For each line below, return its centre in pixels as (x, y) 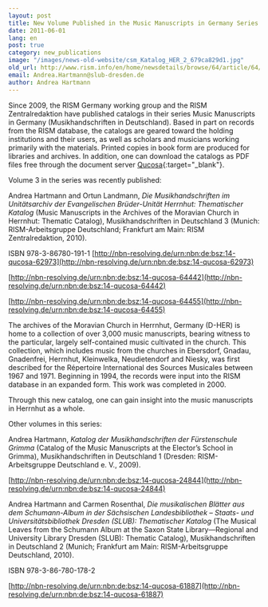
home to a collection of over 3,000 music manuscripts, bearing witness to (129, 333)
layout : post (30, 16)
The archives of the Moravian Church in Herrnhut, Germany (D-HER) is (124, 325)
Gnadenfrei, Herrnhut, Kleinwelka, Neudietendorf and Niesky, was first (124, 359)
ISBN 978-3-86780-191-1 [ (51, 253)
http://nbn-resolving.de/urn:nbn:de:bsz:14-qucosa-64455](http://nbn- (126, 301)
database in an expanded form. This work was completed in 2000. (117, 384)
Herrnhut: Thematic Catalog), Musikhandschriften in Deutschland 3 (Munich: (134, 221)
